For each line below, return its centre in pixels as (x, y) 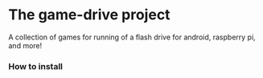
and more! (25, 45)
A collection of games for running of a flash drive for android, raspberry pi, (132, 37)
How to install (35, 66)
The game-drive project (89, 15)
